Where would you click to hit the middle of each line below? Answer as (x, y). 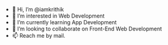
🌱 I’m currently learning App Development (64, 22)
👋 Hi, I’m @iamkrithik (38, 9)
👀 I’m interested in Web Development (58, 16)
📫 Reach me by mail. (39, 36)
